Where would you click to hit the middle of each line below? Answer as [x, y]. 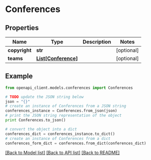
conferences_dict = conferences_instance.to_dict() [60, 134]
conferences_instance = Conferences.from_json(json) [61, 111]
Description [97, 42]
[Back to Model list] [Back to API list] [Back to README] [62, 153]
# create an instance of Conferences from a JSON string [66, 106]
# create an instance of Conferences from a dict [58, 138]
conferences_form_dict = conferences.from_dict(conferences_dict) [76, 143]
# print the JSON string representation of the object [63, 116]
